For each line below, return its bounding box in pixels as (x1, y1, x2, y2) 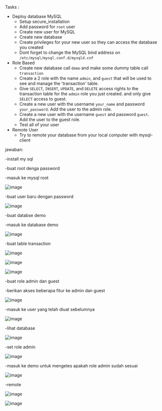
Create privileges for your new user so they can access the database (19, 39, 158, 45)
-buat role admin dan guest (5, 279, 60, 284)
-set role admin (5, 344, 35, 350)
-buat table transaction (5, 241, 51, 247)
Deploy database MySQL (12, 14, 62, 19)
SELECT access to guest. (19, 96, 67, 101)
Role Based (12, 60, 35, 66)
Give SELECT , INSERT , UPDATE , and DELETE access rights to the (19, 86, 139, 91)
